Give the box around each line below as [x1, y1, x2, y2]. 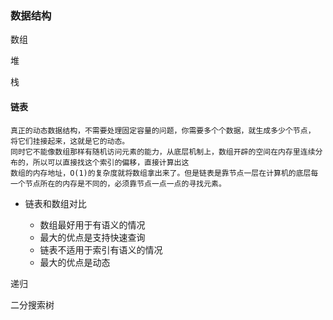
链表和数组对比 [24, 197, 87, 209]
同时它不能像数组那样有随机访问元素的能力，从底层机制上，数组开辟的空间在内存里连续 [10, 147, 316, 157]
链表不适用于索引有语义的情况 [39, 243, 163, 256]
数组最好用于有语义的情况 [39, 218, 146, 231]
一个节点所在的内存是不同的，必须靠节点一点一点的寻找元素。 [10, 178, 227, 189]
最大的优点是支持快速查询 [39, 231, 146, 243]
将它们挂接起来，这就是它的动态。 [10, 136, 130, 146]
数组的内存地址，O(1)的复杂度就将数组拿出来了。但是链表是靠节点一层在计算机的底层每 [10, 168, 319, 178]
